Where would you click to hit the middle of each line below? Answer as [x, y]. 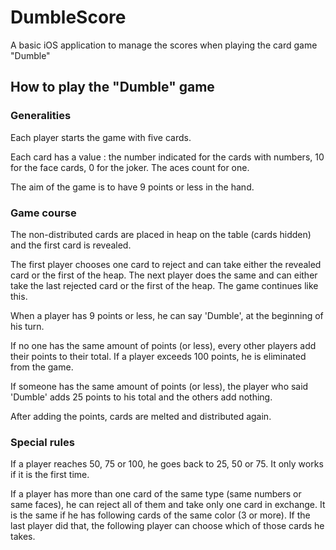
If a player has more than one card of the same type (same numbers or [156, 494]
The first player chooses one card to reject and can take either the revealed [166, 264]
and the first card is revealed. [71, 245]
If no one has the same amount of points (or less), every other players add [163, 345]
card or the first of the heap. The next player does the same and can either [164, 275]
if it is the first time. [50, 475]
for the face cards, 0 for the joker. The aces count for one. [130, 167]
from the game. [42, 367]
